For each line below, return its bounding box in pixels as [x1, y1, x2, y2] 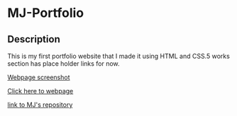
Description [7, 33, 60, 45]
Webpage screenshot [7, 73, 70, 81]
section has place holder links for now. [7, 59, 120, 68]
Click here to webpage [7, 87, 74, 95]
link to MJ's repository [7, 100, 73, 109]
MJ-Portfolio [7, 5, 84, 21]
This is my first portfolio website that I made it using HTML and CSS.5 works [7, 52, 231, 60]
